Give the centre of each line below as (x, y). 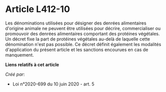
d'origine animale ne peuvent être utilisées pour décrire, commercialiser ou (83, 28)
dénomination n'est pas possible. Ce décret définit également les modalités (83, 44)
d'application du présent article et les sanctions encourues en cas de (77, 49)
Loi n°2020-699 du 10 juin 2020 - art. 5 (53, 84)
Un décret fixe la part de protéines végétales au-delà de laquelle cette (78, 39)
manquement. (20, 55)
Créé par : (15, 74)
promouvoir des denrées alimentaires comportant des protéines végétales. (82, 33)
